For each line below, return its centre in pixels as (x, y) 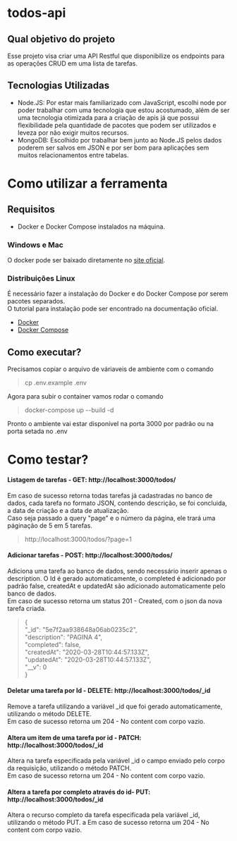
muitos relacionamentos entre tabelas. (73, 155)
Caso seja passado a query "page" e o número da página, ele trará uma (111, 518)
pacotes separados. (36, 301)
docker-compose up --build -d (69, 410)
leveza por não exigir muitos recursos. (73, 133)
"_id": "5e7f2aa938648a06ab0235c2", (81, 629)
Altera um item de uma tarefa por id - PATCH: (74, 737)
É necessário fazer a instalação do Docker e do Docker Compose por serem (118, 294)
